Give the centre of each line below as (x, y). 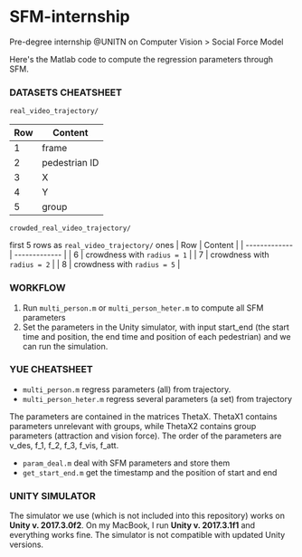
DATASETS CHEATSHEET (66, 92)
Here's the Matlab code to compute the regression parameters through (142, 59)
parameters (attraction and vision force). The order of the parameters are (146, 436)
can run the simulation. (65, 346)
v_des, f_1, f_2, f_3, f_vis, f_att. (64, 445)
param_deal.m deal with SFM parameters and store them (126, 463)
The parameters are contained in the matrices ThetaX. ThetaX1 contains (143, 416)
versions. (26, 544)
